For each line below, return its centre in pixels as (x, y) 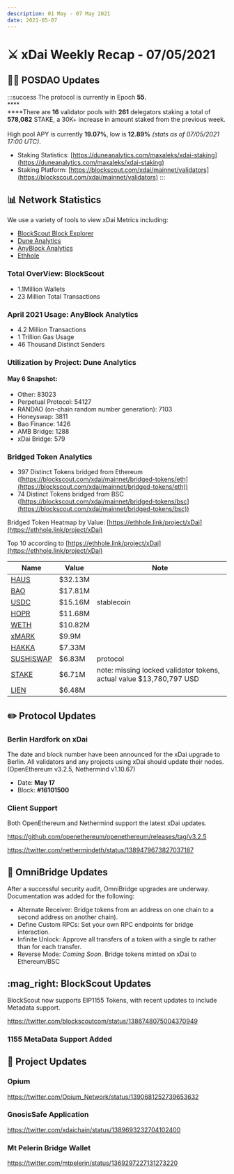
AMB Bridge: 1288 (43, 432)
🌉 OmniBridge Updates (57, 872)
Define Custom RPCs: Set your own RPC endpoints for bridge (105, 925)
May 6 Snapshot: (32, 379)
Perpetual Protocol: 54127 (54, 402)
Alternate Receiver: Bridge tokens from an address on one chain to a (116, 910)
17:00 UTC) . (24, 141)
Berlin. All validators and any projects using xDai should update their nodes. (116, 762)
